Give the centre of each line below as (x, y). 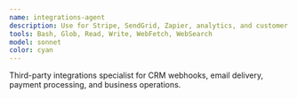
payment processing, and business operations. (95, 85)
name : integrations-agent (57, 17)
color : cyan (31, 50)
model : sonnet (36, 42)
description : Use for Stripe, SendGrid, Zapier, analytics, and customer (149, 26)
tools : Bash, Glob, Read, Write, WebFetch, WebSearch (111, 34)
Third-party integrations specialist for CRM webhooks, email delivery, (136, 75)
